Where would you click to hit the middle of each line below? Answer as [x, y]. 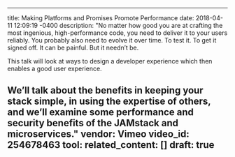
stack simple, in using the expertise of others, [109, 102]
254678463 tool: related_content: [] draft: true [111, 145]
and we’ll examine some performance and [101, 112]
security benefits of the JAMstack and [93, 123]
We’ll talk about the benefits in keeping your [106, 90]
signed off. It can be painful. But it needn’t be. [73, 47]
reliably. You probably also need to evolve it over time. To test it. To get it [112, 40]
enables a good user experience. [55, 68]
